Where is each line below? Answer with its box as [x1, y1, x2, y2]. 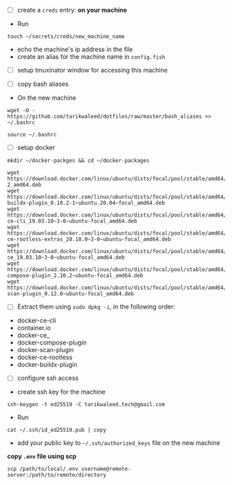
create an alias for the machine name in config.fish [17, 53, 166, 61]
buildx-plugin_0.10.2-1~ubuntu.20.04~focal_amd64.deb [7, 200, 166, 207]
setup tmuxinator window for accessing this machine [17, 66, 168, 75]
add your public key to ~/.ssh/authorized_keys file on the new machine [17, 439, 221, 447]
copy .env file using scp [7, 452, 77, 461]
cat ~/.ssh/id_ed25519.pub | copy [7, 427, 107, 434]
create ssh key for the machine [17, 387, 106, 396]
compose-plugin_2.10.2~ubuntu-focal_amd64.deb [7, 273, 144, 280]
